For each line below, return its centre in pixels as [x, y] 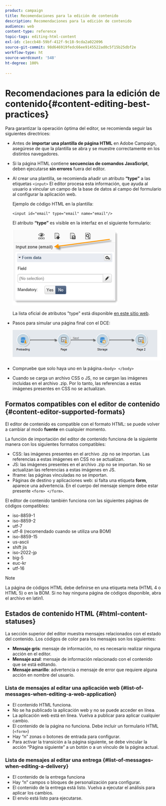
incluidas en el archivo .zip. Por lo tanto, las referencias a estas [77, 383]
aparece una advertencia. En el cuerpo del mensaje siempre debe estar [85, 486]
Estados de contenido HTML [50, 614]
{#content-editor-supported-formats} [65, 412]
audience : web [20, 26]
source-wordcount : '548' [31, 58]
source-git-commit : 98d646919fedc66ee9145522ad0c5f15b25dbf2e [71, 47]
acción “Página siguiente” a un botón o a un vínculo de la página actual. [85, 747]
